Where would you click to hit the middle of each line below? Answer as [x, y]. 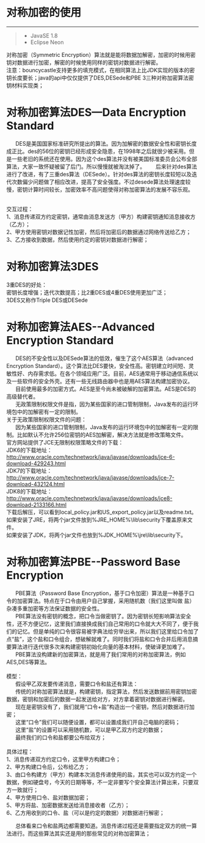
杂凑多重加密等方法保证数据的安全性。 [54, 608]
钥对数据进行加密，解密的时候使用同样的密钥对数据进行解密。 [84, 62]
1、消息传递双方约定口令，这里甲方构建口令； [63, 759]
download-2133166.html [37, 504]
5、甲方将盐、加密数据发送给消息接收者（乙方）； [68, 805]
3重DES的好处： [27, 285]
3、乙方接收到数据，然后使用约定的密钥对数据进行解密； [77, 239]
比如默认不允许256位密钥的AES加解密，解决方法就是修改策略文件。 [102, 435]
